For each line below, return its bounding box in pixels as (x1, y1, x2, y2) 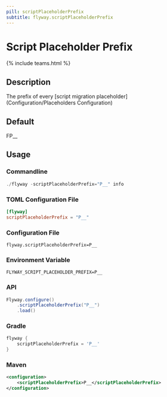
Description (6, 77, 51, 87)
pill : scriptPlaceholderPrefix (6, 8, 84, 15)
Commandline (6, 168, 48, 176)
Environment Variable (6, 256, 70, 264)
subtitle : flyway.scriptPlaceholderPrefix (6, 14, 113, 20)
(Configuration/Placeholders (6, 99, 76, 106)
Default (6, 116, 35, 127)
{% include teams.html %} (6, 60, 71, 67)
